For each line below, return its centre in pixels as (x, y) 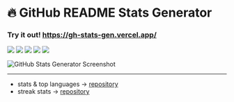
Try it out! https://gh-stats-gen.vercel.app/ (82, 35)
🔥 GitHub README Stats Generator (110, 13)
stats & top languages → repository (68, 84)
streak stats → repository (53, 92)
